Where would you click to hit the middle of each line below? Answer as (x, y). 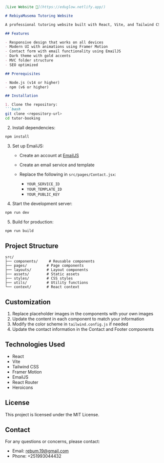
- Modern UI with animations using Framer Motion (57, 47)
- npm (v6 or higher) (27, 87)
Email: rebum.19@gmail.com (41, 451)
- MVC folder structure (29, 60)
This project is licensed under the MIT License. (52, 414)
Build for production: (33, 221)
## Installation (21, 96)
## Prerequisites (23, 74)
